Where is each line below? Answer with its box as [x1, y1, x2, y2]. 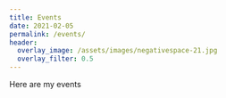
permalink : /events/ [9, 29, 87, 38]
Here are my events [9, 79, 82, 89]
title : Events [9, 12, 63, 22]
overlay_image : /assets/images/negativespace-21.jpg [17, 46, 218, 55]
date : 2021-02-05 [9, 21, 74, 30]
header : [9, 37, 38, 47]
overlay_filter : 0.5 [17, 54, 94, 63]
